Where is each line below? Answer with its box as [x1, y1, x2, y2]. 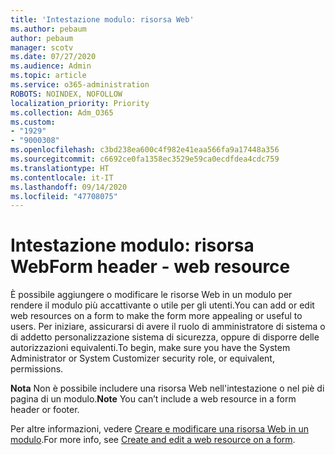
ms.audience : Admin [10, 61, 92, 71]
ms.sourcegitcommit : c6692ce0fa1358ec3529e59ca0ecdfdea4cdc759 [10, 154, 280, 164]
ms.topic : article [10, 71, 87, 81]
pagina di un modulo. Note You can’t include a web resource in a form [10, 393, 297, 405]
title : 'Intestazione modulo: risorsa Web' [10, 14, 195, 25]
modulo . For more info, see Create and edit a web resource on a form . [10, 434, 296, 446]
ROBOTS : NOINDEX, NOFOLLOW [10, 89, 123, 99]
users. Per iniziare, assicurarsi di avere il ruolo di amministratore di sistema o [10, 321, 326, 333]
